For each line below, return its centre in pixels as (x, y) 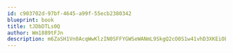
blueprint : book (31, 20)
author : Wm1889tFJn (35, 33)
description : (26, 39)
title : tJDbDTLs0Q (34, 26)
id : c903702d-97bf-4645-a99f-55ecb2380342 (69, 13)
